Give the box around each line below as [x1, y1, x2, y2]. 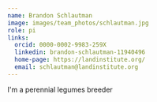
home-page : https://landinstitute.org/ [14, 56, 146, 64]
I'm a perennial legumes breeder [7, 85, 114, 94]
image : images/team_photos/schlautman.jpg [7, 19, 149, 27]
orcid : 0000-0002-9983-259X [14, 41, 107, 49]
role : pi [7, 26, 36, 34]
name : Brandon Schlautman [7, 11, 92, 20]
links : [7, 33, 29, 42]
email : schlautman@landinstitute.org [14, 63, 139, 71]
